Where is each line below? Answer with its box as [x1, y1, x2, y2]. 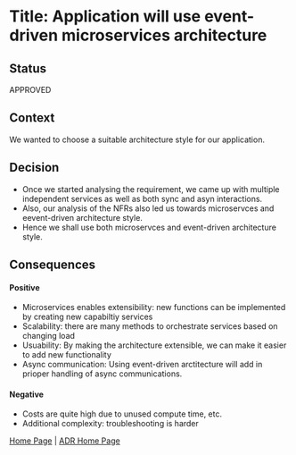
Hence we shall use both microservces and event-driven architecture [21, 222, 276, 232]
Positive [9, 282, 40, 292]
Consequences [9, 257, 96, 273]
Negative [9, 389, 45, 400]
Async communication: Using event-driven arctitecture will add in [21, 359, 263, 370]
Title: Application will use [9, 6, 201, 27]
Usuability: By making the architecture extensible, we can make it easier [21, 340, 287, 350]
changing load [21, 331, 76, 341]
